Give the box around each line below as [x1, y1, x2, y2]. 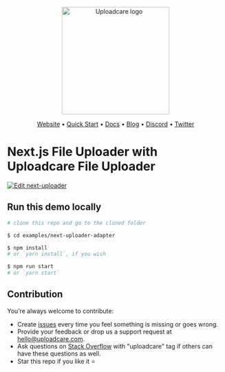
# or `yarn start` [7, 270, 60, 276]
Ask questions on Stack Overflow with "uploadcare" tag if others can [17, 342, 213, 350]
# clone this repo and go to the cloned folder [7, 219, 147, 226]
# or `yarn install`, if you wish [7, 251, 107, 258]
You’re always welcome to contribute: [7, 307, 114, 315]
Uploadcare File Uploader [7, 159, 156, 175]
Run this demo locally [7, 201, 102, 213]
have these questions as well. [17, 349, 101, 358]
